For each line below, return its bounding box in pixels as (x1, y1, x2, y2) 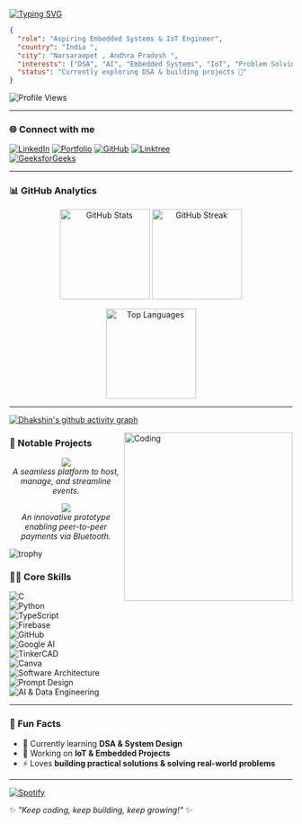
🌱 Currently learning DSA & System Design (22, 738, 182, 748)
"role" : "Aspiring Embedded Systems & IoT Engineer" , (17, 34, 223, 43)
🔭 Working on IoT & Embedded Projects (22, 748, 171, 758)
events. (52, 486, 80, 497)
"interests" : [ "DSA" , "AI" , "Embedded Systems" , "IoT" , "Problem (17, 59, 268, 68)
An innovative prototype (21, 512, 111, 523)
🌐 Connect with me (9, 123, 95, 136)
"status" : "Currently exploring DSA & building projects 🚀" (17, 67, 247, 76)
